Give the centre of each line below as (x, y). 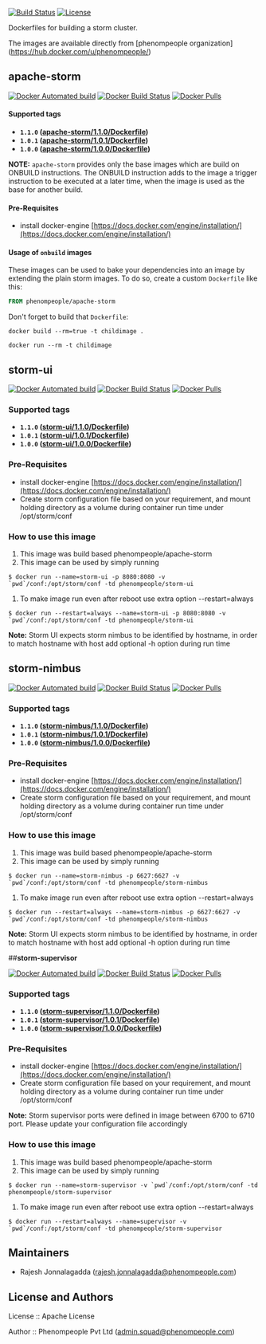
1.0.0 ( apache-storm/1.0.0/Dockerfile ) (85, 149)
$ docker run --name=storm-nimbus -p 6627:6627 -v (94, 876)
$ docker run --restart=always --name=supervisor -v (98, 1221)
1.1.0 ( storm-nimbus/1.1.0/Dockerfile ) (84, 726)
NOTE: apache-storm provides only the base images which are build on (124, 164)
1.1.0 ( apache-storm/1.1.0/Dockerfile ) (84, 132)
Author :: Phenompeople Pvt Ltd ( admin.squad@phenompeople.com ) (121, 1332)
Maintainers (39, 1253)
